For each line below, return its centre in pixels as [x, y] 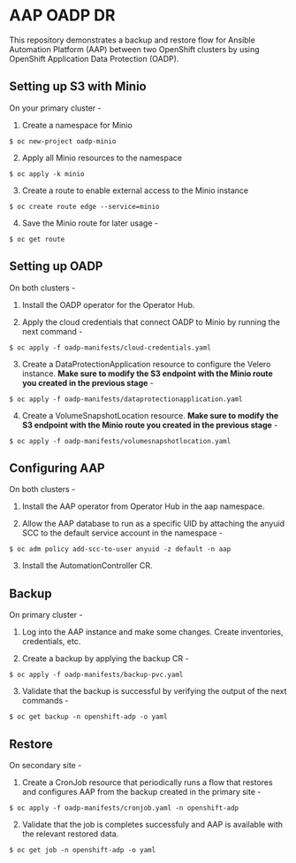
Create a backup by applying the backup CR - [105, 659]
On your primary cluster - [55, 108]
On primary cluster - [46, 615]
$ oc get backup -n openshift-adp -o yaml [88, 717]
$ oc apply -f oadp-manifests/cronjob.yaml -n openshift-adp [124, 808]
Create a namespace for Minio [77, 125]
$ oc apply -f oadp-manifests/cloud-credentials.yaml [110, 347]
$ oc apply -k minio [47, 173]
